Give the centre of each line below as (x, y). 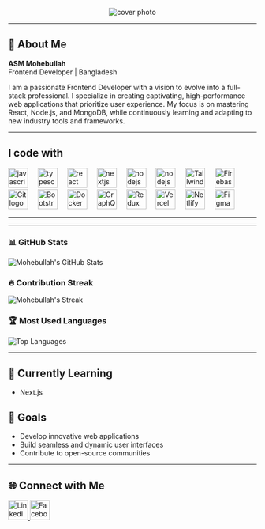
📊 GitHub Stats (38, 242)
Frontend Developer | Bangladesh (63, 72)
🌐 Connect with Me (56, 485)
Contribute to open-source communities (85, 453)
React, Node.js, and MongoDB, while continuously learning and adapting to (130, 112)
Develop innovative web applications (79, 436)
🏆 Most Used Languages (58, 321)
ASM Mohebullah (37, 63)
